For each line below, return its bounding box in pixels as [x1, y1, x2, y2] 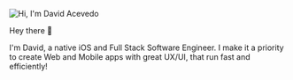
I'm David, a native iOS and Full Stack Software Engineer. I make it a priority [9, 42, 285, 53]
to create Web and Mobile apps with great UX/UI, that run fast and [9, 52, 251, 62]
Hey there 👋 [9, 25, 53, 35]
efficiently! [9, 62, 49, 71]
